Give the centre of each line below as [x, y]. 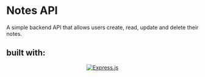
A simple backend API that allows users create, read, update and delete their [103, 27]
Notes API [32, 11]
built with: [26, 53]
